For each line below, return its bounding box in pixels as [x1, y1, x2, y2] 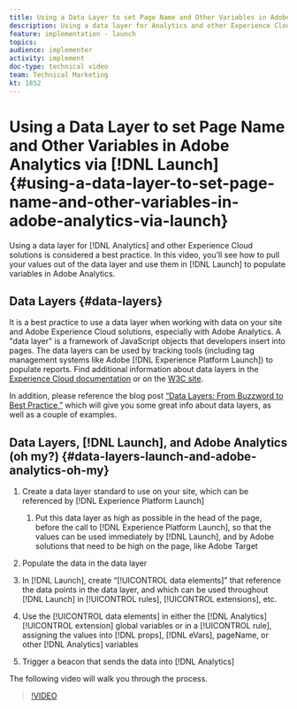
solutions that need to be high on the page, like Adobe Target [34, 541, 258, 552]
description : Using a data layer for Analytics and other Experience [9, 21, 271, 30]
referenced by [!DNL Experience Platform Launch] [21, 496, 205, 507]
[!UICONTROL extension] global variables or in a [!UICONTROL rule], [21, 621, 272, 631]
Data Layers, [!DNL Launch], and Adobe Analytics [9, 435, 288, 450]
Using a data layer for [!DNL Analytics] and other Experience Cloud [9, 240, 254, 250]
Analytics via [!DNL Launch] [9, 154, 219, 174]
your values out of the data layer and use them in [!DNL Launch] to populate [9, 258, 286, 270]
